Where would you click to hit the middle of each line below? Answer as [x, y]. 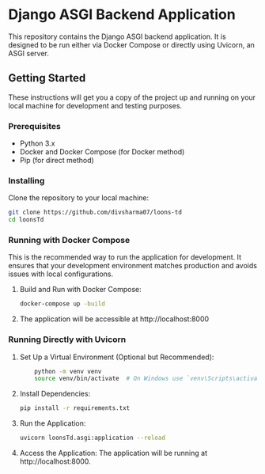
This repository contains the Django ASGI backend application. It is [117, 36]
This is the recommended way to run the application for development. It [125, 257]
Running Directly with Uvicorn [67, 339]
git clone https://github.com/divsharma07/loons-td [95, 212]
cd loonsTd [26, 220]
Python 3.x [37, 143]
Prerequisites [34, 126]
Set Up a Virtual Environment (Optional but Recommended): [117, 357]
